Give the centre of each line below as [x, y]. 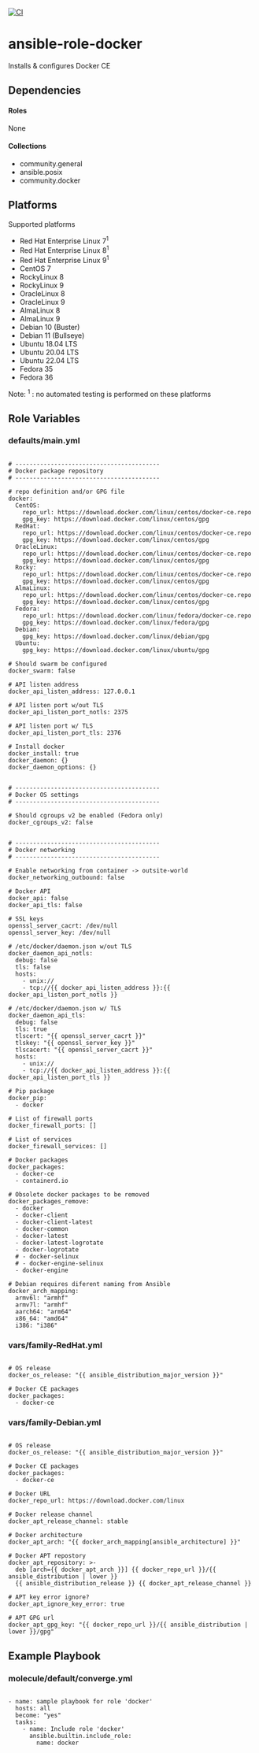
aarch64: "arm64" [44, 1311]
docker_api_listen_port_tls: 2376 [65, 732]
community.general [51, 163]
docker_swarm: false [42, 671]
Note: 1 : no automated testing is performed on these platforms [109, 393]
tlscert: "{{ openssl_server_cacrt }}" [81, 1036]
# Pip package [31, 1091]
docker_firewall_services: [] [58, 1146]
